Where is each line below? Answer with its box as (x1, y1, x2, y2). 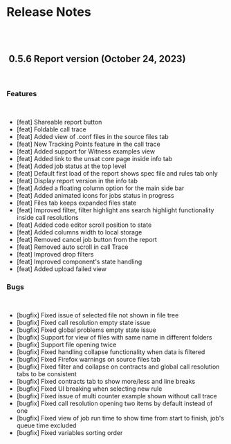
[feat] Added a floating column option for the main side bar (16, 184, 185, 192)
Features (6, 89, 37, 98)
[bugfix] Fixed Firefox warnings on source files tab (16, 355, 160, 364)
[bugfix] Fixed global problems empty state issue (16, 326, 156, 334)
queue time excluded (16, 421, 77, 429)
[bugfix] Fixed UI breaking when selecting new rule (16, 385, 163, 393)
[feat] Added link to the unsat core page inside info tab (16, 155, 173, 163)
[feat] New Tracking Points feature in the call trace (16, 140, 160, 149)
